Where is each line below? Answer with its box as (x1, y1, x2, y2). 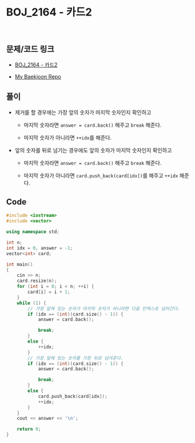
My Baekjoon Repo (14, 73, 61, 80)
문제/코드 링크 (6, 44, 55, 54)
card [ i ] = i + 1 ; (27, 289, 70, 295)
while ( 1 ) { (17, 300, 46, 306)
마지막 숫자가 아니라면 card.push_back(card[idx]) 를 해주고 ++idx (23, 172, 178, 179)
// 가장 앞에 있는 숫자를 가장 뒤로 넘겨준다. (27, 355, 124, 361)
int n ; (6, 240, 23, 246)
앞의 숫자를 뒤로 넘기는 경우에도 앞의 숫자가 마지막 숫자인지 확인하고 (14, 146, 172, 153)
